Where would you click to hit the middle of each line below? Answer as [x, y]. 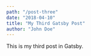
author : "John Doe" [31, 29]
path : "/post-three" [32, 12]
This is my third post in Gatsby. [45, 46]
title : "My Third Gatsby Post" [46, 23]
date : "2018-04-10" [31, 18]
